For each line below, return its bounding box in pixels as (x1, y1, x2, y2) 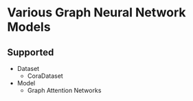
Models (7, 19, 51, 35)
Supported (7, 46, 54, 58)
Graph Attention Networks (27, 87, 102, 94)
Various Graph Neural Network (7, 5, 186, 20)
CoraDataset (27, 72, 63, 80)
